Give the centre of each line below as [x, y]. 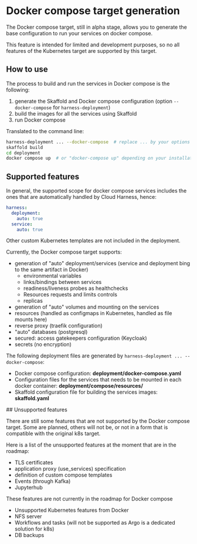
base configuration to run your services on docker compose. [79, 33]
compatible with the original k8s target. [53, 434]
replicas [33, 301]
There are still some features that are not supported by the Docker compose [98, 421]
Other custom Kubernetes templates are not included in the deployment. [93, 241]
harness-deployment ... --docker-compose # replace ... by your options [98, 142]
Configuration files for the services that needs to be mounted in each [98, 380]
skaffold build [25, 147]
